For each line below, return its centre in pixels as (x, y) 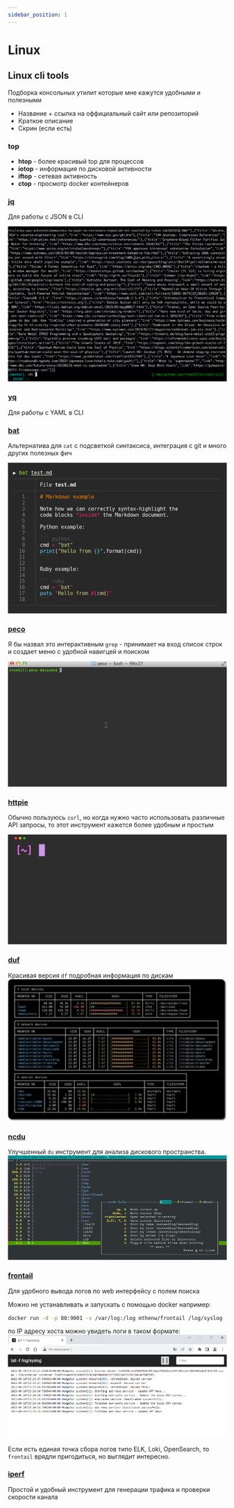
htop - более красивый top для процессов (81, 161)
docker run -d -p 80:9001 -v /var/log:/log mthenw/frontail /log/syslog (115, 1318)
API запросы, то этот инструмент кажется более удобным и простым (111, 825)
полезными (25, 100)
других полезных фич (40, 453)
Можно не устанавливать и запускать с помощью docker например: (109, 1304)
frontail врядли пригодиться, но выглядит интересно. (89, 1456)
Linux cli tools (39, 76)
